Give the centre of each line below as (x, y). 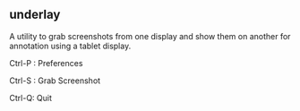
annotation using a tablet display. (70, 46)
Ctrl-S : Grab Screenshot (55, 81)
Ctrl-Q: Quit (30, 98)
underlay (35, 15)
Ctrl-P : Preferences (46, 63)
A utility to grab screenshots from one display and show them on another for (150, 36)
